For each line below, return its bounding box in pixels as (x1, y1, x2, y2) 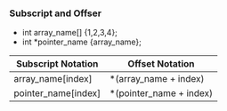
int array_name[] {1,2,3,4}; (21, 28, 118, 38)
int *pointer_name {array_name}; (21, 36, 142, 47)
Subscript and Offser (9, 7, 102, 20)
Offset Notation (127, 58, 195, 70)
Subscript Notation (16, 58, 99, 70)
